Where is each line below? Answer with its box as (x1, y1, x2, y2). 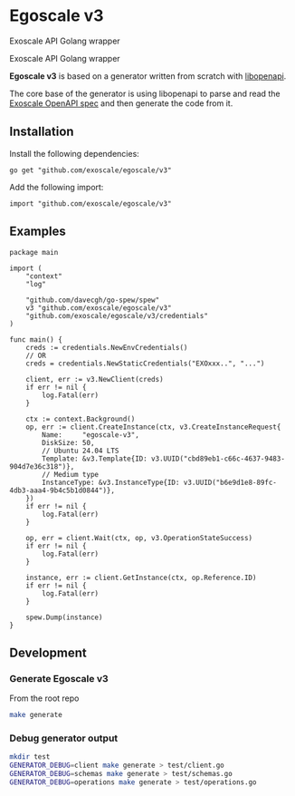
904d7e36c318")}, (9, 461, 75, 471)
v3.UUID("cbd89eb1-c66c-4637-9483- (150, 454, 285, 463)
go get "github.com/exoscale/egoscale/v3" (9, 165, 172, 175)
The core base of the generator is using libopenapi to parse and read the (9, 88, 281, 99)
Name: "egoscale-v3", (42, 430, 140, 440)
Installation (9, 124, 74, 140)
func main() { (9, 335, 63, 345)
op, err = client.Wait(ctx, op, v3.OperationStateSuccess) (25, 533, 253, 542)
